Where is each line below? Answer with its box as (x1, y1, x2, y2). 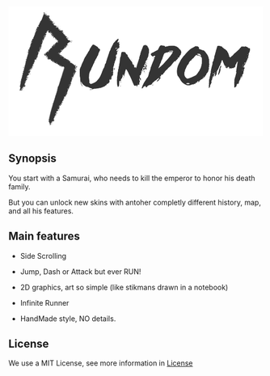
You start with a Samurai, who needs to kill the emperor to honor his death (8, 173, 256, 183)
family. (8, 181, 31, 192)
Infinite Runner (19, 298, 70, 307)
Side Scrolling (19, 251, 67, 260)
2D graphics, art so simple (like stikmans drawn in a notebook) (19, 282, 229, 292)
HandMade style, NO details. (19, 314, 116, 323)
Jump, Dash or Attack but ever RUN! (19, 266, 141, 277)
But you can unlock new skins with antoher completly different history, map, (8, 197, 261, 207)
